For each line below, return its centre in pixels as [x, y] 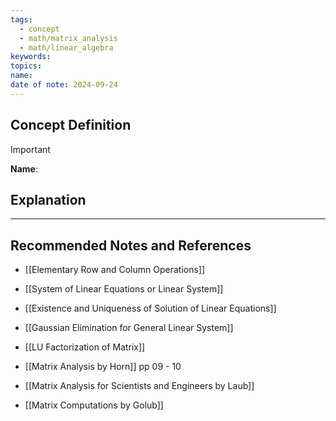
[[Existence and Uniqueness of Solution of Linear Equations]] [150, 308]
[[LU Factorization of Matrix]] [85, 347]
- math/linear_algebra [66, 47]
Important [30, 149]
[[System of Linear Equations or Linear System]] [124, 289]
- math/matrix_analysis [68, 38]
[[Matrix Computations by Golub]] [94, 405]
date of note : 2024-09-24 [64, 85]
